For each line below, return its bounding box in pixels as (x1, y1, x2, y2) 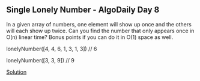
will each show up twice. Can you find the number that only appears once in (6, 27, 195, 34)
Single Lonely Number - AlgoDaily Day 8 (6, 5, 160, 15)
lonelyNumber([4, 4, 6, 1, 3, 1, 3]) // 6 (6, 45, 97, 52)
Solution (6, 68, 27, 76)
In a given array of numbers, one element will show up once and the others (6, 20, 192, 28)
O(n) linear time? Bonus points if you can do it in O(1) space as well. (6, 33, 174, 41)
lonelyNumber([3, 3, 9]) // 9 (6, 56, 75, 64)
